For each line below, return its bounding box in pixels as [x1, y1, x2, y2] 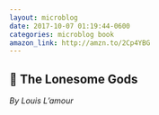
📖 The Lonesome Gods [9, 71, 138, 86]
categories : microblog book [9, 30, 115, 39]
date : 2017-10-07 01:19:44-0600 [9, 22, 130, 31]
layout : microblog [9, 13, 78, 22]
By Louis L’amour [9, 95, 74, 106]
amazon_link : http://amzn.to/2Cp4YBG [9, 38, 151, 48]
